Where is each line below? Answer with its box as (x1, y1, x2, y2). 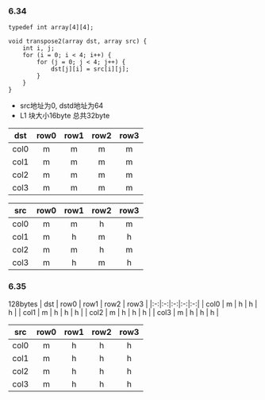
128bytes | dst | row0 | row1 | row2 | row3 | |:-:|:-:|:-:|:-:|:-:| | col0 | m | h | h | (8, 299, 258, 309)
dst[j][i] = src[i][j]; (50, 65, 129, 73)
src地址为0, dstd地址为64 (19, 101, 104, 110)
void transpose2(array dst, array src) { (8, 37, 148, 45)
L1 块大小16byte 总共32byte (19, 111, 110, 121)
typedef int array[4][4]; (8, 24, 94, 32)
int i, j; (22, 44, 56, 52)
